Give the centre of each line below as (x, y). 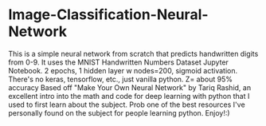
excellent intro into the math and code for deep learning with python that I (129, 96)
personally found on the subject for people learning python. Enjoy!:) (119, 112)
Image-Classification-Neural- (108, 15)
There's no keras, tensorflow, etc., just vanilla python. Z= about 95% (121, 79)
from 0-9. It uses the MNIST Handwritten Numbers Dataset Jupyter (119, 62)
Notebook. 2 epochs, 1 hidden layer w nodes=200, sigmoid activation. (123, 70)
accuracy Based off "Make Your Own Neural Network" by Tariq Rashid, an (130, 87)
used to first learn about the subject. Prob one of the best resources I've (127, 104)
